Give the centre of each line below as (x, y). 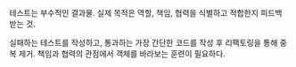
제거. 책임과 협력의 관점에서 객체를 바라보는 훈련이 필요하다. (122, 54)
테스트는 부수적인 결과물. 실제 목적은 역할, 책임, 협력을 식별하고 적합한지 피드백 (146, 13)
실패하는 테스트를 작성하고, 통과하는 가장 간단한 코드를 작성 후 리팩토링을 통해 (144, 43)
